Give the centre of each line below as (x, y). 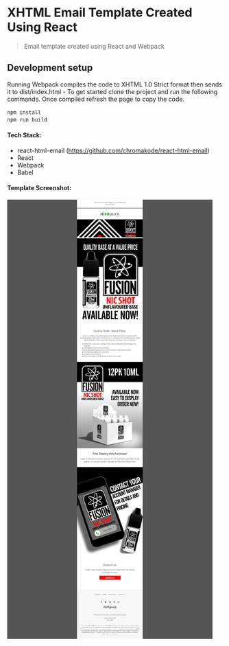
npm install (24, 112)
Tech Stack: (25, 135)
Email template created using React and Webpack (94, 46)
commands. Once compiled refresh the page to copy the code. (96, 99)
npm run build (27, 119)
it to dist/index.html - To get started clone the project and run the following (112, 91)
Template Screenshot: (39, 188)
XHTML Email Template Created (100, 13)
